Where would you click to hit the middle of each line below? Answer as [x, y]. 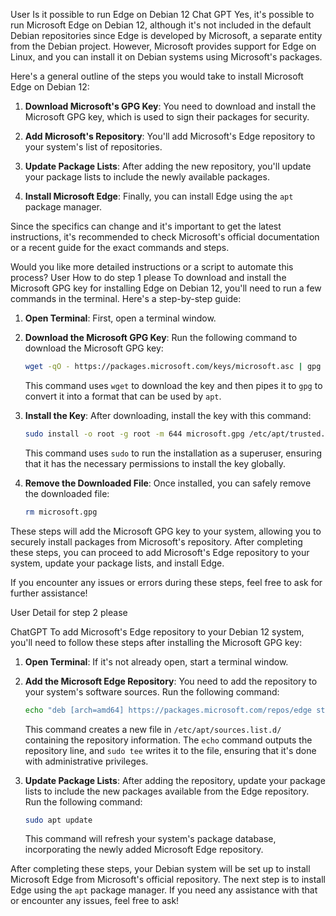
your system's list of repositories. [93, 147]
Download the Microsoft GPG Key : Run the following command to [161, 337]
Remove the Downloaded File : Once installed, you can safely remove [168, 483]
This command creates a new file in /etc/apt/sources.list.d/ [153, 729]
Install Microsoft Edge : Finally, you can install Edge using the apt [159, 196]
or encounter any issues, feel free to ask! [95, 901]
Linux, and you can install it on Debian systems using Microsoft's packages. [166, 57]
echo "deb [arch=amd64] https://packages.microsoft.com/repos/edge [168, 710]
